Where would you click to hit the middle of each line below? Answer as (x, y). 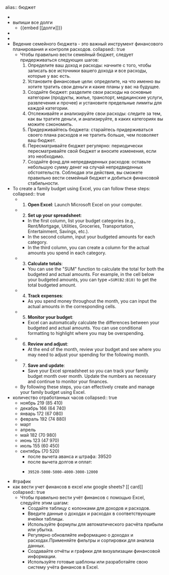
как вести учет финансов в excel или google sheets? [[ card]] (78, 487)
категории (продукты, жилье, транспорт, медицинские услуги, (95, 97)
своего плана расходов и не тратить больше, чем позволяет (93, 135)
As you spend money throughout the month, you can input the (92, 301)
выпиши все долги (33, 22)
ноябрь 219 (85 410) (41, 403)
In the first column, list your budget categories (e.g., (82, 221)
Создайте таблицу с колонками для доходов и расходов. (89, 508)
